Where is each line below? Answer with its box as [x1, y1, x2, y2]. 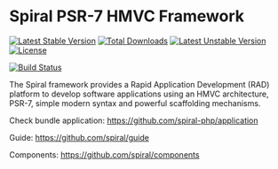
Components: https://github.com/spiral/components [9, 149, 200, 160]
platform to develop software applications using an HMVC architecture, [9, 88, 269, 99]
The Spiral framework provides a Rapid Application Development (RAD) [9, 79, 270, 89]
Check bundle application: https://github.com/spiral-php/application [9, 115, 259, 126]
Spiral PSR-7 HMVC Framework [9, 6, 244, 27]
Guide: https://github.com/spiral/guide [9, 132, 149, 142]
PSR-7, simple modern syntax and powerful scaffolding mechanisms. [9, 97, 261, 108]
